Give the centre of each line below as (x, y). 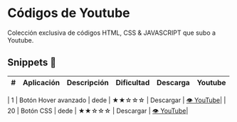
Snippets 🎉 (32, 63)
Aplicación (41, 82)
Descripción (88, 82)
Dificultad (133, 82)
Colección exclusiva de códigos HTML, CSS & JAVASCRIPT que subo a (111, 33)
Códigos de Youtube (69, 13)
